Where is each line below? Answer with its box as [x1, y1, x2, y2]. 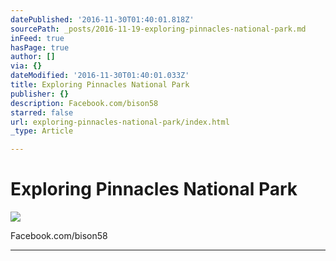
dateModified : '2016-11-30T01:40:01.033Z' [10, 71, 190, 81]
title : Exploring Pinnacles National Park [10, 80, 190, 90]
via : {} [10, 61, 43, 71]
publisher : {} [10, 89, 70, 99]
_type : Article [10, 126, 74, 136]
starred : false [10, 107, 74, 118]
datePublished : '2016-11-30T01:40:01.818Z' [10, 14, 195, 25]
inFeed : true [10, 33, 65, 43]
